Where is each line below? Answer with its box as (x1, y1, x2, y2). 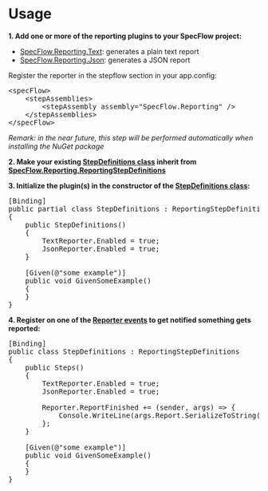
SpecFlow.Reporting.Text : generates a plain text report (19, 46, 199, 56)
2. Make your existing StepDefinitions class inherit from (8, 156, 197, 166)
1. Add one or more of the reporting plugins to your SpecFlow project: (8, 31, 242, 41)
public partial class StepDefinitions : (8, 204, 169, 213)
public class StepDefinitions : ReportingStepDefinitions (8, 346, 240, 356)
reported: (8, 323, 41, 333)
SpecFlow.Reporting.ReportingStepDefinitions (8, 165, 166, 175)
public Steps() (25, 362, 85, 372)
